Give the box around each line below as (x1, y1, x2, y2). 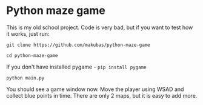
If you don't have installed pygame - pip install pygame (6, 63, 147, 70)
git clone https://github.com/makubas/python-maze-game (6, 42, 150, 48)
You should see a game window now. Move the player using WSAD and (6, 86, 184, 93)
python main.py (6, 75, 45, 81)
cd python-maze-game (6, 52, 59, 58)
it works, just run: (6, 30, 50, 37)
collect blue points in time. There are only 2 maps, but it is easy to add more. (6, 92, 198, 99)
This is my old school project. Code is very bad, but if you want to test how (6, 24, 193, 31)
